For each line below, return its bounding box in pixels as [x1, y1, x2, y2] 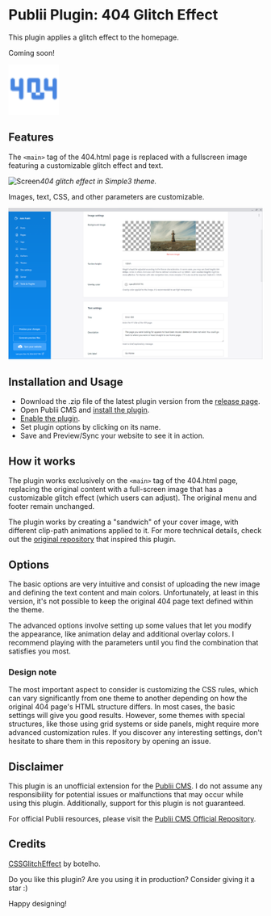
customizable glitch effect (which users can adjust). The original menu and [8, 493, 256, 502]
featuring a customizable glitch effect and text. [8, 160, 164, 170]
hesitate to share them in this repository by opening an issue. [8, 737, 211, 746]
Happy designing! [8, 898, 67, 908]
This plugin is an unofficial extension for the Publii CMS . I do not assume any [8, 781, 263, 791]
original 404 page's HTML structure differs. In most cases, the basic [8, 702, 236, 712]
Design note [8, 666, 57, 678]
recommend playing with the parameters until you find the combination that [8, 637, 259, 647]
